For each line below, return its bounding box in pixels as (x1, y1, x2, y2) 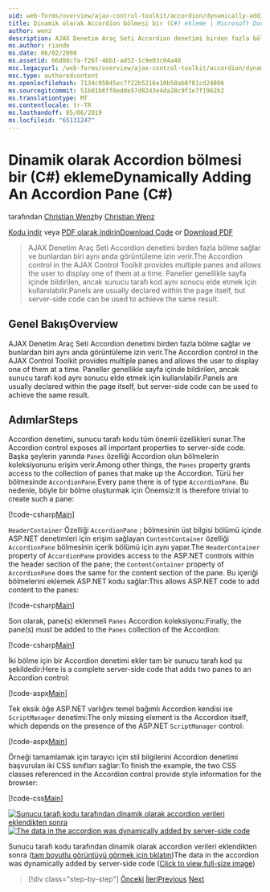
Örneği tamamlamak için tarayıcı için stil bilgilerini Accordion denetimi (8, 752, 239, 762)
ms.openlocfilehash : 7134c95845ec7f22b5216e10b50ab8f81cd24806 (8, 79, 225, 87)
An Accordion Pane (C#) (8, 186, 174, 203)
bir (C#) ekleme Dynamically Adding (8, 168, 252, 186)
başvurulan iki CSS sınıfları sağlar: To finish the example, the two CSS (8, 761, 237, 771)
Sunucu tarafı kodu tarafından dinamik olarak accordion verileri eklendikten (8, 841, 257, 852)
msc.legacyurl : (8, 64, 59, 72)
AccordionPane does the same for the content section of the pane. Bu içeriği (8, 568, 259, 578)
